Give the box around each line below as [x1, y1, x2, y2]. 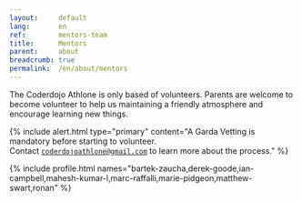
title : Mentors [9, 38, 88, 48]
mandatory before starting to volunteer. [9, 136, 157, 146]
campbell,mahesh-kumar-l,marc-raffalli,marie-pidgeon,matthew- [9, 172, 253, 183]
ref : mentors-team [9, 30, 107, 39]
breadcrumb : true [9, 56, 75, 65]
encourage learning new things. [9, 108, 129, 119]
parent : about [9, 47, 79, 56]
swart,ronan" [9, 182, 59, 193]
